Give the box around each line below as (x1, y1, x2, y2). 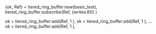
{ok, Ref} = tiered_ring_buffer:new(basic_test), (5, 4, 98, 10)
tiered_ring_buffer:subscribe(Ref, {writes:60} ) (5, 9, 97, 15)
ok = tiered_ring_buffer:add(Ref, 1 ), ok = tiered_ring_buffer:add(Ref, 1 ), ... (5, 19, 152, 24)
